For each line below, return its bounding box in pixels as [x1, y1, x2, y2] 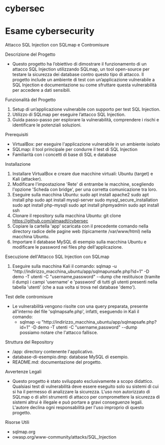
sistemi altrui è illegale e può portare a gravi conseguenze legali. [12, 399, 143, 405]
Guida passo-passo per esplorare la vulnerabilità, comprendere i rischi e [12, 117, 159, 123]
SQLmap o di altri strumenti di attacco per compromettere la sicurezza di [12, 394, 160, 400]
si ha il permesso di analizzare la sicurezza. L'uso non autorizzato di [12, 389, 150, 395]
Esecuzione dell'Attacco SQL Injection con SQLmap [5, 254, 110, 260]
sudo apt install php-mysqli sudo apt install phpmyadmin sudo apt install [12, 202, 159, 208]
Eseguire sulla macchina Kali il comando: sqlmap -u [12, 263, 117, 269]
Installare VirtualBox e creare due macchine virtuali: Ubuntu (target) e [12, 171, 154, 177]
